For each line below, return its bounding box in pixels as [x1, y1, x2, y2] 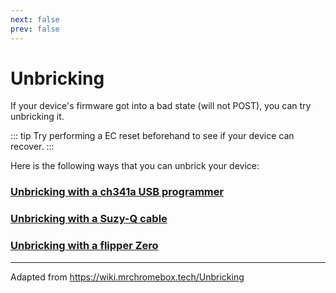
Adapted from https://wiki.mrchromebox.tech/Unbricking [10, 271, 245, 283]
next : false [10, 14, 60, 25]
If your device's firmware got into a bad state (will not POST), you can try [10, 100, 312, 112]
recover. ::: [10, 141, 55, 153]
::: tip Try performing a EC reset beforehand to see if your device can [10, 130, 295, 142]
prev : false [10, 24, 60, 34]
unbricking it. [10, 111, 65, 123]
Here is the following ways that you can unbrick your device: [10, 160, 260, 172]
